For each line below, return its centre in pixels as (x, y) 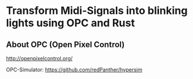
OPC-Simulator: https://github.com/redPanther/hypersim (74, 70)
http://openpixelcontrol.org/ (39, 58)
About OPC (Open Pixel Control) (66, 44)
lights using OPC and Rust (70, 23)
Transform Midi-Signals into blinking (97, 11)
